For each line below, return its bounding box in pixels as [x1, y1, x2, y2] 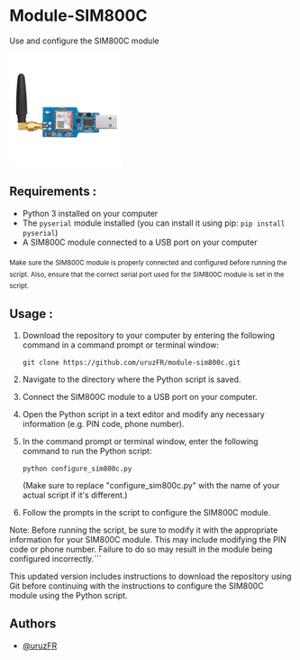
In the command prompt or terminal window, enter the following [22, 435, 259, 447]
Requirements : [9, 184, 97, 200]
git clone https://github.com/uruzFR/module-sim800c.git [22, 358, 241, 367]
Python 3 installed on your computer [22, 208, 159, 218]
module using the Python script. [9, 590, 128, 600]
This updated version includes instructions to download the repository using [9, 571, 292, 581]
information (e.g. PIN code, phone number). [22, 418, 185, 429]
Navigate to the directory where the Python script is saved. [22, 374, 241, 385]
